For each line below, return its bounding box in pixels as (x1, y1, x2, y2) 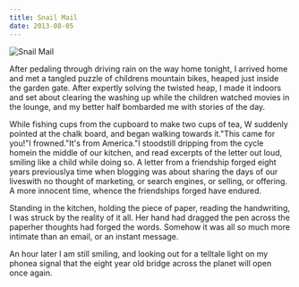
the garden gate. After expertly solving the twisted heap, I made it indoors (9, 82, 282, 93)
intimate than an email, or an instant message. (9, 231, 179, 241)
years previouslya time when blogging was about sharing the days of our (9, 166, 278, 177)
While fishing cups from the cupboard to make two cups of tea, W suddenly (9, 118, 288, 130)
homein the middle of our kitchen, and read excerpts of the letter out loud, (9, 147, 283, 157)
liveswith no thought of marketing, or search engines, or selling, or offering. (9, 175, 288, 186)
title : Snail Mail (9, 13, 78, 22)
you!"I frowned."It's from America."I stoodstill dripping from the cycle (9, 138, 264, 148)
